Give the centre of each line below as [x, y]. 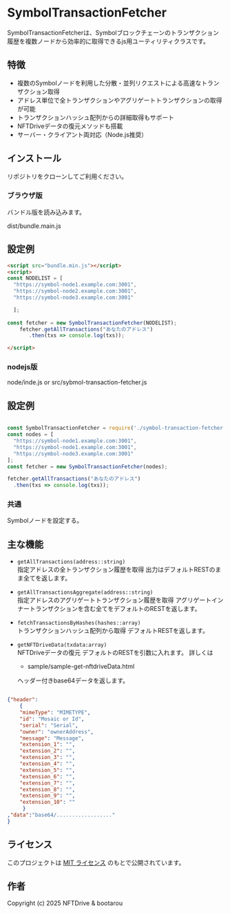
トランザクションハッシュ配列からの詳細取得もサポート [95, 117]
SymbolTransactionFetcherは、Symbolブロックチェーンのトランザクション [113, 32]
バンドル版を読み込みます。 [46, 212]
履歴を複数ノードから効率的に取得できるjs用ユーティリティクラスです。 [108, 41]
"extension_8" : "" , [48, 789]
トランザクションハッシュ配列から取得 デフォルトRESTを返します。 [113, 631]
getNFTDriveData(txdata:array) [62, 645]
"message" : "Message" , [52, 738]
